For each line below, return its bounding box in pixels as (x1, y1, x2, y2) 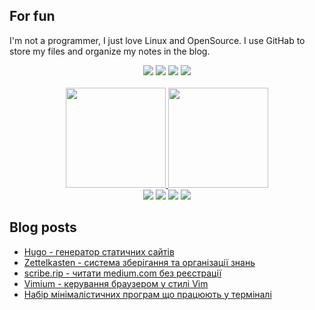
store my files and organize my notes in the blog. (9, 45, 211, 57)
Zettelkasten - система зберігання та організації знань (23, 256, 256, 268)
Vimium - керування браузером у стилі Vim (23, 277, 209, 289)
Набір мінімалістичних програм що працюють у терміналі (23, 288, 272, 300)
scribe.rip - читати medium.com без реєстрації (23, 267, 222, 279)
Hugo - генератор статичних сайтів (23, 245, 175, 258)
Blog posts (9, 219, 77, 236)
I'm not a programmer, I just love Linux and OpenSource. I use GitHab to (9, 34, 306, 46)
